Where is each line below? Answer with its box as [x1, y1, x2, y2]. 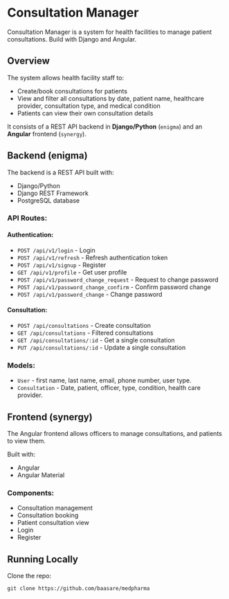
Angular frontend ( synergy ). [7, 129, 86, 138]
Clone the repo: [7, 572, 52, 580]
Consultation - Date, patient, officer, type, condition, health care [17, 384, 201, 392]
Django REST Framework [17, 189, 89, 197]
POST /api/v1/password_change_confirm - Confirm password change [17, 282, 211, 291]
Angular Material [17, 471, 65, 479]
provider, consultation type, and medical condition [17, 102, 161, 110]
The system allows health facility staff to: [7, 73, 125, 82]
